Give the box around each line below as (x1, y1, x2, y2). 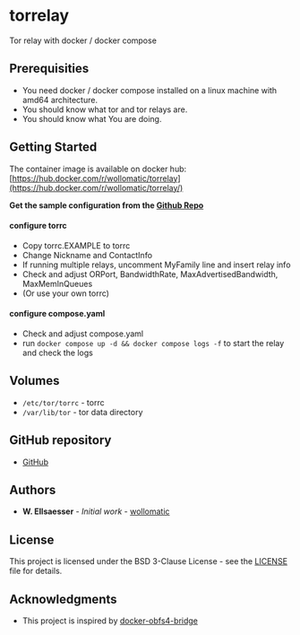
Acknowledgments (9, 591, 118, 606)
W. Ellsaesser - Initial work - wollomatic (21, 506, 170, 517)
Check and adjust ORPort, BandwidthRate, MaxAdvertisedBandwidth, (21, 268, 279, 279)
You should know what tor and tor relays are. (21, 104, 188, 115)
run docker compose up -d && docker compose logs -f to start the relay (21, 337, 285, 348)
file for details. (9, 566, 63, 577)
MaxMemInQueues (21, 278, 93, 289)
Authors (9, 482, 56, 498)
